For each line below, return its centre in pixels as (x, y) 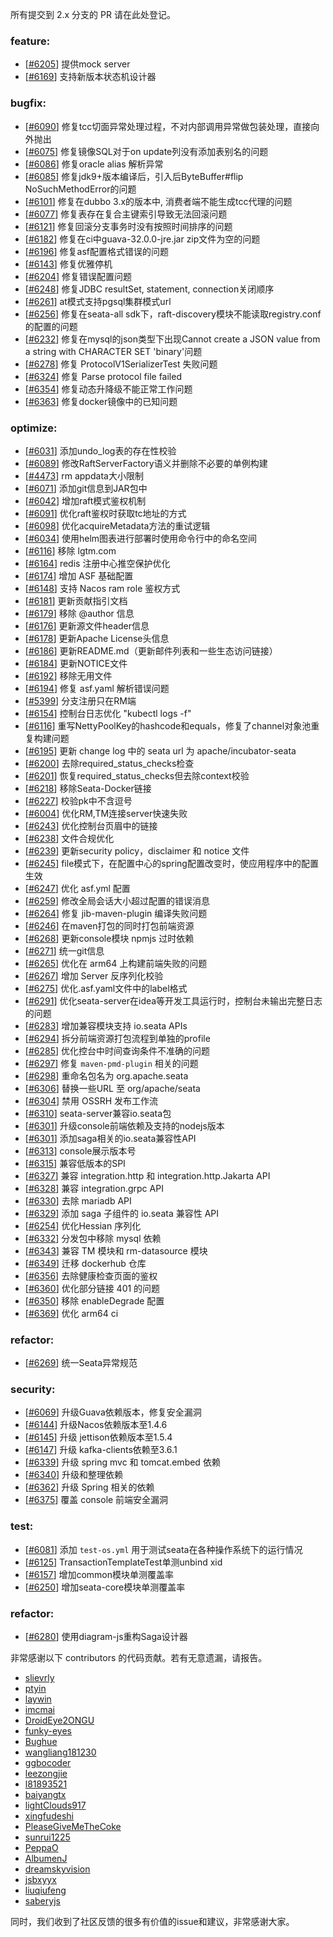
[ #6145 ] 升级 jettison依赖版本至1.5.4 (98, 1437)
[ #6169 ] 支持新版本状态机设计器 (90, 77)
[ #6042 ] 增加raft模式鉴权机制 (85, 500)
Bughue (41, 1742)
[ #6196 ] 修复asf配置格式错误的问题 (96, 251)
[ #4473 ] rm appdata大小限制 (84, 475)
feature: (30, 41)
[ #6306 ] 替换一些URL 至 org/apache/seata (112, 1088)
